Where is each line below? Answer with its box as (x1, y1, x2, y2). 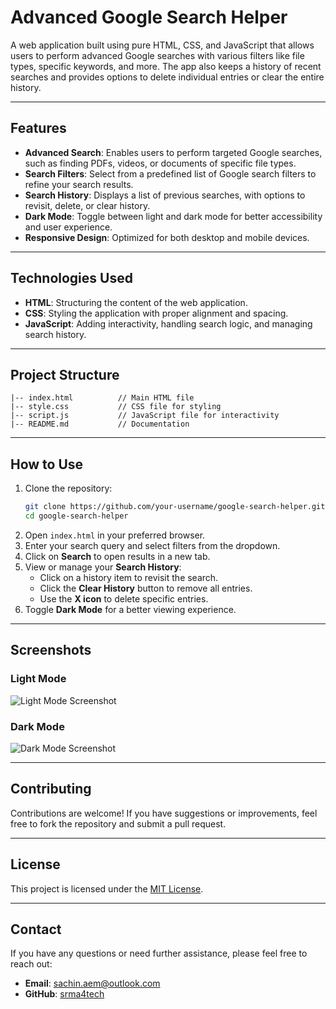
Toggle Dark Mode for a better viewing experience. (24, 603, 237, 615)
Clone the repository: (24, 482, 113, 495)
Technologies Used (10, 270, 133, 287)
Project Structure (10, 366, 120, 383)
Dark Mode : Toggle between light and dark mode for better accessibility (24, 210, 323, 222)
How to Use (10, 456, 84, 473)
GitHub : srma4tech (24, 988, 105, 1000)
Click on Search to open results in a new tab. (24, 550, 211, 562)
